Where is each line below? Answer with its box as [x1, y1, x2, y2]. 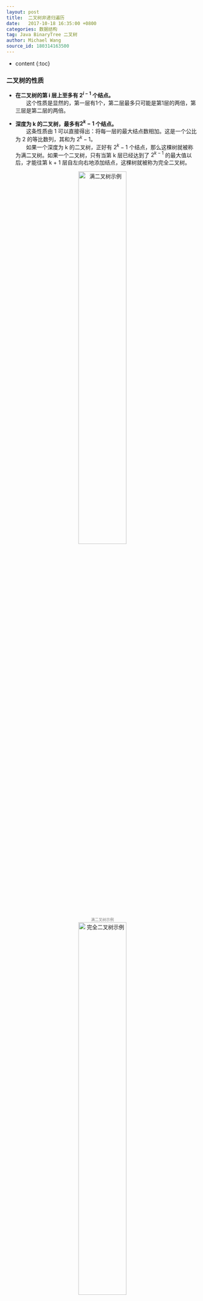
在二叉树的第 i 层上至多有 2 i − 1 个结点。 [15, 90, 114, 98]
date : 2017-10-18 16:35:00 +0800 [6, 20, 97, 26]
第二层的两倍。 [31, 106, 69, 114]
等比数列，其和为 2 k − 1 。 [32, 135, 96, 143]
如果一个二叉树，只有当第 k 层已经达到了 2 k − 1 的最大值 [47, 150, 187, 159]
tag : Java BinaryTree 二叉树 [6, 32, 78, 38]
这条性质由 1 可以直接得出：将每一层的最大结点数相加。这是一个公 [26, 128, 192, 135]
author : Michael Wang [6, 37, 62, 43]
